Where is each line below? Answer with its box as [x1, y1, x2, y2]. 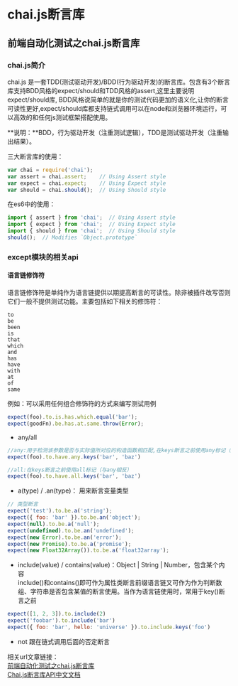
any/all [17, 433, 38, 441]
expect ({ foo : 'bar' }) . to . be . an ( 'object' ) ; [7, 514, 141, 521]
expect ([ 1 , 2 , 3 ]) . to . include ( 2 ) [7, 611, 106, 618]
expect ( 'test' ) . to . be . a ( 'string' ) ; [7, 508, 113, 515]
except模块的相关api [7, 252, 79, 262]
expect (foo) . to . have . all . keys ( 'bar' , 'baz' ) [7, 473, 141, 480]
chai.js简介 [7, 60, 46, 70]
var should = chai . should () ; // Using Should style [7, 186, 166, 193]
